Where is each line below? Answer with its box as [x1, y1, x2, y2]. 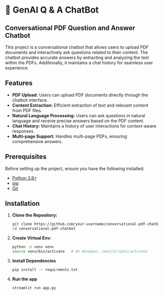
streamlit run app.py [12, 285, 56, 290]
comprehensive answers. [12, 138, 63, 144]
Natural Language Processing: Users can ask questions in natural [12, 112, 145, 118]
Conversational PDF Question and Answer [5, 24, 135, 32]
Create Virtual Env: [12, 235, 52, 241]
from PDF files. [12, 107, 42, 113]
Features [5, 79, 33, 87]
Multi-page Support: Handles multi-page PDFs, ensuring [12, 133, 127, 139]
